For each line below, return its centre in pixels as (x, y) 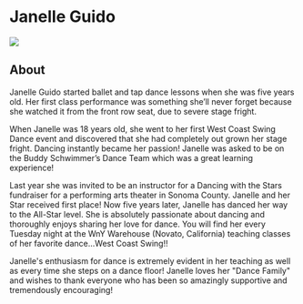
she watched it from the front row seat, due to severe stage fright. (133, 111)
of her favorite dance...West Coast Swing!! (89, 243)
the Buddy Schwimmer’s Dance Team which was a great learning (131, 157)
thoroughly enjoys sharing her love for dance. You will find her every (138, 224)
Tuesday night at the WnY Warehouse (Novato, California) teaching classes (150, 233)
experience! (32, 167)
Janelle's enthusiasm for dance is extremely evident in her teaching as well (150, 260)
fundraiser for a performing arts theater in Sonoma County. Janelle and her (150, 195)
